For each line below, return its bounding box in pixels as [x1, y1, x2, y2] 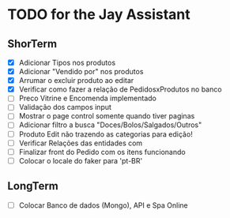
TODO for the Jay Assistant [7, 6, 190, 24]
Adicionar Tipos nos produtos [18, 58, 116, 67]
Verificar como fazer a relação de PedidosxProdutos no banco [18, 85, 222, 94]
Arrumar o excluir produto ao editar [18, 76, 134, 85]
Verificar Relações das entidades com [18, 138, 143, 148]
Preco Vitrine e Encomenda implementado [18, 93, 157, 103]
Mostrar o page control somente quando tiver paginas [18, 111, 195, 121]
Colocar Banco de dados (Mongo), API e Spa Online [18, 200, 188, 210]
